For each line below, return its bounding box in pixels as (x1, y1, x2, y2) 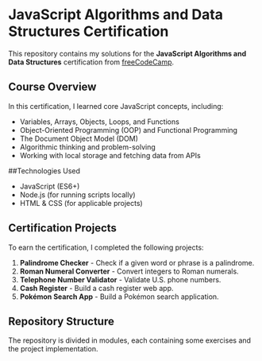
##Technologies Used (8, 165, 81, 176)
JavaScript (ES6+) (19, 181, 80, 191)
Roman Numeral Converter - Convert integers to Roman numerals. (19, 266, 240, 276)
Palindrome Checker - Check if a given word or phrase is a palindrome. (19, 258, 255, 267)
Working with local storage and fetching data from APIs (19, 150, 201, 160)
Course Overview (8, 80, 97, 94)
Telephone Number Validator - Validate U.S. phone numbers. (19, 274, 222, 284)
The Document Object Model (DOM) (19, 134, 139, 143)
